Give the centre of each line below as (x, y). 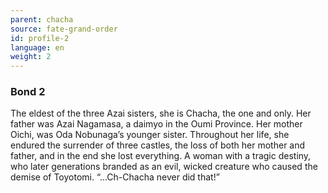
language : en (37, 47)
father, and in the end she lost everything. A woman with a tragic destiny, (161, 156)
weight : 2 (31, 57)
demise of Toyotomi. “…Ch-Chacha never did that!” (115, 177)
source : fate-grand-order (64, 29)
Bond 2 (28, 92)
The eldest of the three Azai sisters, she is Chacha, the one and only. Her (161, 113)
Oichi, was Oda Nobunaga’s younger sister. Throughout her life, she (150, 135)
